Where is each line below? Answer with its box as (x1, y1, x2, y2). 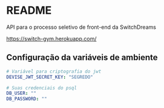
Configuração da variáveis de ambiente (6, 52, 158, 63)
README (6, 4, 52, 17)
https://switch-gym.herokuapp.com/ (6, 35, 97, 42)
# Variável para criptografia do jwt (6, 68, 102, 74)
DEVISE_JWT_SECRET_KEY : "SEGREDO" (6, 74, 94, 80)
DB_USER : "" (6, 91, 36, 97)
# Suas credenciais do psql (6, 85, 77, 91)
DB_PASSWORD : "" (6, 96, 47, 102)
